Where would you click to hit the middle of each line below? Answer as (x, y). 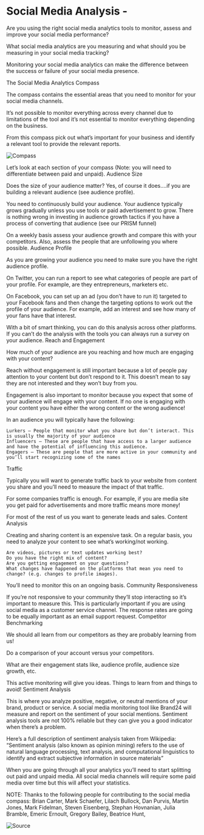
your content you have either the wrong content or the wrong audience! (96, 408)
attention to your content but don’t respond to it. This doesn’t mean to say (99, 376)
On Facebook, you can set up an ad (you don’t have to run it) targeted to (97, 296)
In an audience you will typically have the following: (71, 419)
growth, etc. (21, 671)
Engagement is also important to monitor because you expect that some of (100, 395)
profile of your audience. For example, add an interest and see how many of (101, 309)
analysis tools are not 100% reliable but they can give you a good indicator (99, 720)
